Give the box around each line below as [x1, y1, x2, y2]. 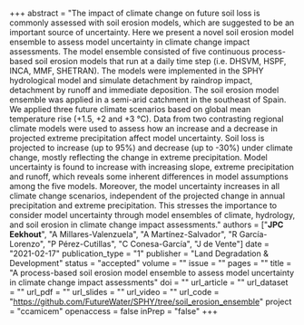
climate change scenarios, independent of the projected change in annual [9, 190, 286, 201]
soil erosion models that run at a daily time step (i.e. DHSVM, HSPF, [34, 56, 287, 66]
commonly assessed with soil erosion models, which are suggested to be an [9, 17, 295, 28]
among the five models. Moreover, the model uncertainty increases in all [9, 181, 279, 191]
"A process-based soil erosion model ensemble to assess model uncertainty [9, 267, 295, 278]
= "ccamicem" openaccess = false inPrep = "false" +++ [9, 306, 218, 316]
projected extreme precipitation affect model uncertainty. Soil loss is [9, 133, 265, 143]
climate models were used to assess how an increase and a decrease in [9, 123, 279, 134]
